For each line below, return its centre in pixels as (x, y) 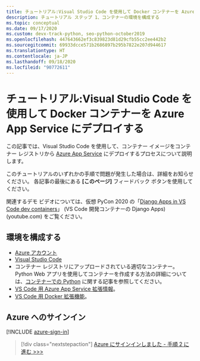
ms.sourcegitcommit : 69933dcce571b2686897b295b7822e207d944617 (86, 45)
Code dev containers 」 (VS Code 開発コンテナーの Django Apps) (86, 209)
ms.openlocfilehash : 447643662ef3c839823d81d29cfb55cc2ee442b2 (86, 39)
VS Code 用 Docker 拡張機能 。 (52, 296)
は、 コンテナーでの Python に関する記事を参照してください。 (90, 282)
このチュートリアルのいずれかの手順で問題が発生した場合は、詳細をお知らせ (100, 174)
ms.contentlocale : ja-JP (37, 56)
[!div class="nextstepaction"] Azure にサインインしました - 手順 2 (101, 344)
